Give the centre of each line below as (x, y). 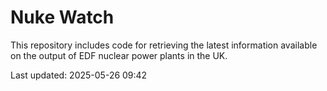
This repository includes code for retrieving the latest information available (164, 45)
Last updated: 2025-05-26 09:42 (79, 75)
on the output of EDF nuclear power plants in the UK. (119, 55)
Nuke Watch (62, 17)
